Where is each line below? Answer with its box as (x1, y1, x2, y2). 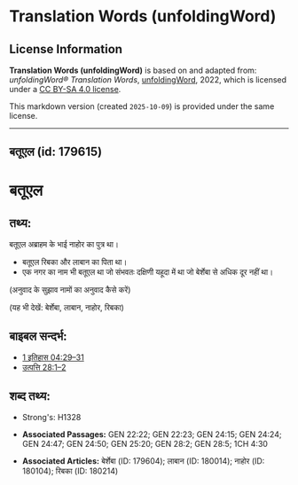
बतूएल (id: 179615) (9, 145, 103, 160)
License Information (9, 42, 122, 57)
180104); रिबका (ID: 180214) (21, 465, 119, 476)
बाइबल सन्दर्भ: (9, 328, 68, 343)
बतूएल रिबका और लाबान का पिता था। (21, 257, 128, 268)
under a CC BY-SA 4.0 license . (9, 84, 122, 94)
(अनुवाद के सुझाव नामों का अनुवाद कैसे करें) (9, 285, 131, 295)
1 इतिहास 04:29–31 (21, 352, 84, 363)
